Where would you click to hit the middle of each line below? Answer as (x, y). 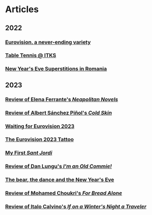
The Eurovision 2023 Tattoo (39, 139)
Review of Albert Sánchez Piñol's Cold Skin (59, 112)
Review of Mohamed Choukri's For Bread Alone (64, 193)
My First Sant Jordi (29, 153)
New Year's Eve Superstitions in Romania (56, 69)
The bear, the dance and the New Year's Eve (60, 180)
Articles (22, 9)
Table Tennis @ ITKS (31, 55)
